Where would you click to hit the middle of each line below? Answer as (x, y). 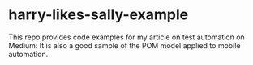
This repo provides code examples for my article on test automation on (126, 37)
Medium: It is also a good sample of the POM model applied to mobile (124, 45)
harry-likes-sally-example (99, 15)
